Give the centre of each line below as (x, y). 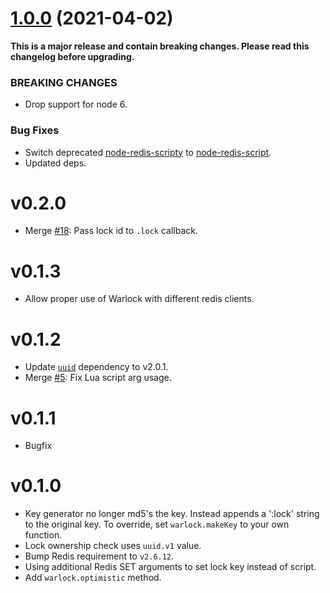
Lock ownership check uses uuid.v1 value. (113, 546)
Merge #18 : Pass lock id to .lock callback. (111, 231)
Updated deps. (55, 163)
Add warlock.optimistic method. (93, 578)
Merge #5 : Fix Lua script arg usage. (98, 378)
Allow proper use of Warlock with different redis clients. (139, 299)
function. (43, 535)
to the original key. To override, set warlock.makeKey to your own (157, 524)
